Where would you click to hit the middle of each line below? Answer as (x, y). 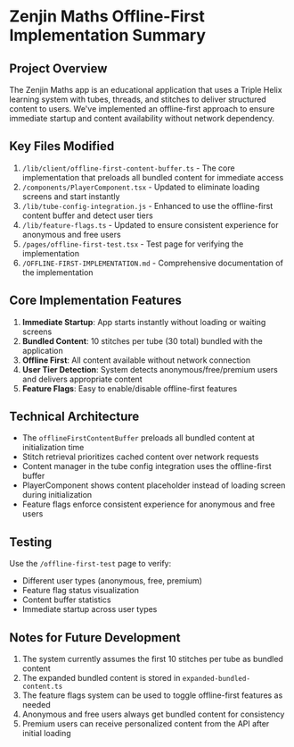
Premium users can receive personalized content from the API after (146, 724)
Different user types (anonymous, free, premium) (112, 581)
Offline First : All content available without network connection (136, 360)
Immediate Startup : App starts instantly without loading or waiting (144, 322)
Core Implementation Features (96, 301)
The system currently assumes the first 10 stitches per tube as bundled (152, 659)
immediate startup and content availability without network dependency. (142, 118)
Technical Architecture (74, 417)
